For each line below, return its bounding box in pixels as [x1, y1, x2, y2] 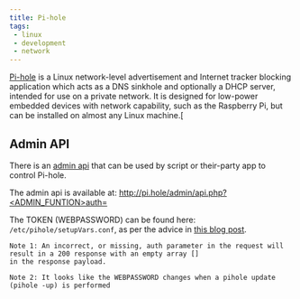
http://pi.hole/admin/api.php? [118, 187, 227, 198]
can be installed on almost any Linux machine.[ [9, 110, 184, 121]
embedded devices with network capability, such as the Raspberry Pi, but [9, 100, 284, 111]
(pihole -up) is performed [9, 281, 111, 290]
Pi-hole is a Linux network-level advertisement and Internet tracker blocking [9, 71, 291, 82]
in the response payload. [9, 257, 106, 266]
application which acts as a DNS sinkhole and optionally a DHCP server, [9, 81, 277, 92]
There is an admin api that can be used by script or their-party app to [9, 160, 266, 171]
